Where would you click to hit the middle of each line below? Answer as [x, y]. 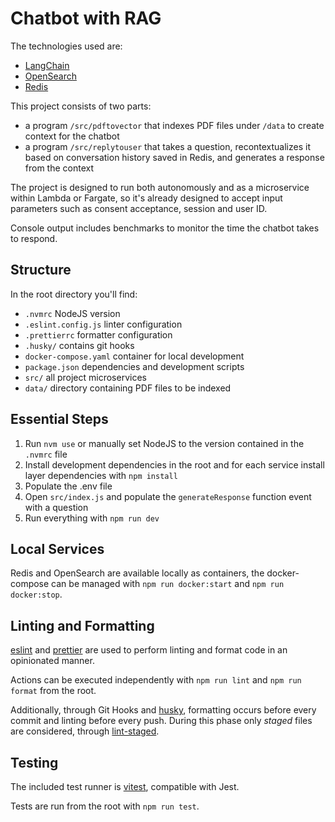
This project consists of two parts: [81, 106]
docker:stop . [36, 594]
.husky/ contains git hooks [79, 345]
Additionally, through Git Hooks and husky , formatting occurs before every [163, 710]
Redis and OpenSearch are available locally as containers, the [137, 573]
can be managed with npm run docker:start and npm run [168, 584]
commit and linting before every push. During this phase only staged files [161, 721]
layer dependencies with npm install [101, 475]
